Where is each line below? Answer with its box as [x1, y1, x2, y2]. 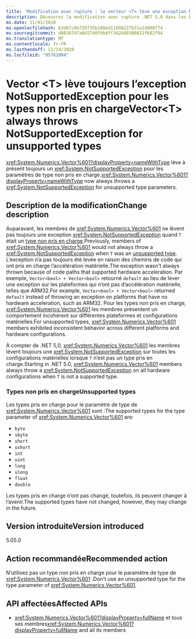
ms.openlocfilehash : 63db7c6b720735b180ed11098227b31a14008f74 [6, 25, 163, 31]
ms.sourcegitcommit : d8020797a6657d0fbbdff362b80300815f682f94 [6, 30, 163, 36]
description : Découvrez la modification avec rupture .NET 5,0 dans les [6, 14, 187, 20]
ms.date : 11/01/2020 [6, 19, 57, 25]
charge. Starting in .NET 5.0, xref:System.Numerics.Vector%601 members [6, 361, 183, 368]
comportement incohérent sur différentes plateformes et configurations [6, 312, 178, 319]
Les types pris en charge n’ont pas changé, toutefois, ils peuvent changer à [6, 492, 187, 499]
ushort [14, 444, 31, 450]
